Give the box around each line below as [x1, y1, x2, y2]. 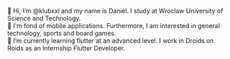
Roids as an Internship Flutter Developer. [7, 44, 126, 52]
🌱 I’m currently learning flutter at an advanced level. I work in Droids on [7, 37, 214, 45]
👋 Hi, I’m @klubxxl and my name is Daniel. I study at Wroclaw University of [7, 7, 224, 15]
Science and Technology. [7, 14, 81, 22]
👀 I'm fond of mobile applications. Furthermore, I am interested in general [7, 22, 220, 29]
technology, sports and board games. [7, 29, 116, 37]
